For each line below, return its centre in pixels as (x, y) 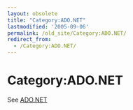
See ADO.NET (27, 100)
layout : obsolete (33, 14)
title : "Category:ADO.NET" (47, 20)
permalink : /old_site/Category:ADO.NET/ (67, 33)
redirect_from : (29, 40)
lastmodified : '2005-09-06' (48, 26)
